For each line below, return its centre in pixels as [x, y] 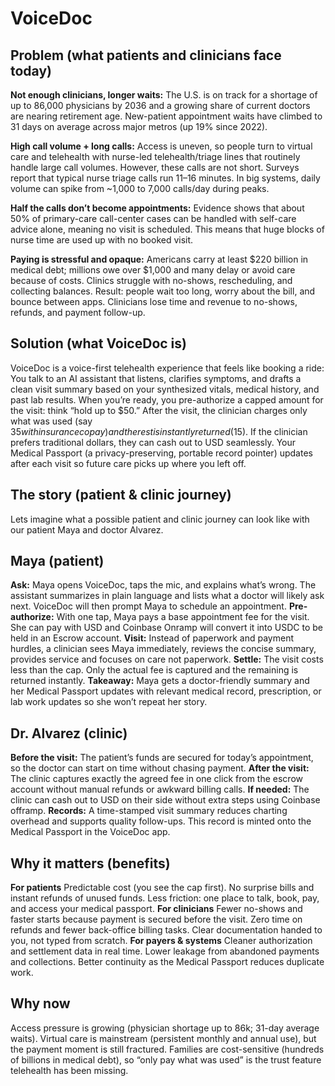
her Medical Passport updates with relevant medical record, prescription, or [166, 691]
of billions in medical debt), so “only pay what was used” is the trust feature [166, 1059]
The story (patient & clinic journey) [121, 495]
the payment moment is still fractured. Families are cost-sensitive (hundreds [167, 1049]
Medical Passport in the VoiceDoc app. [90, 832]
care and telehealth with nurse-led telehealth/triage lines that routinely [155, 156]
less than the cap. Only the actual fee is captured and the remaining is [154, 670]
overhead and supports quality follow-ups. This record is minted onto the [161, 821]
